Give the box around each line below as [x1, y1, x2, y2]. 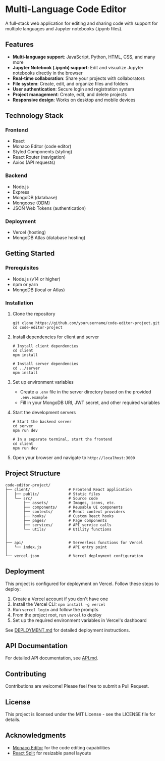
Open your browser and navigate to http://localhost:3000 [12, 455, 135, 461]
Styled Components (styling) [12, 149, 72, 155]
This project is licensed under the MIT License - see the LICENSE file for [5, 711, 155, 718]
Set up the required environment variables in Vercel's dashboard [12, 617, 147, 623]
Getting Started [5, 249, 55, 258]
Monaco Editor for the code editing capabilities [12, 744, 110, 750]
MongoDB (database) [12, 194, 58, 200]
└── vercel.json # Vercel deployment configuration [5, 553, 143, 558]
